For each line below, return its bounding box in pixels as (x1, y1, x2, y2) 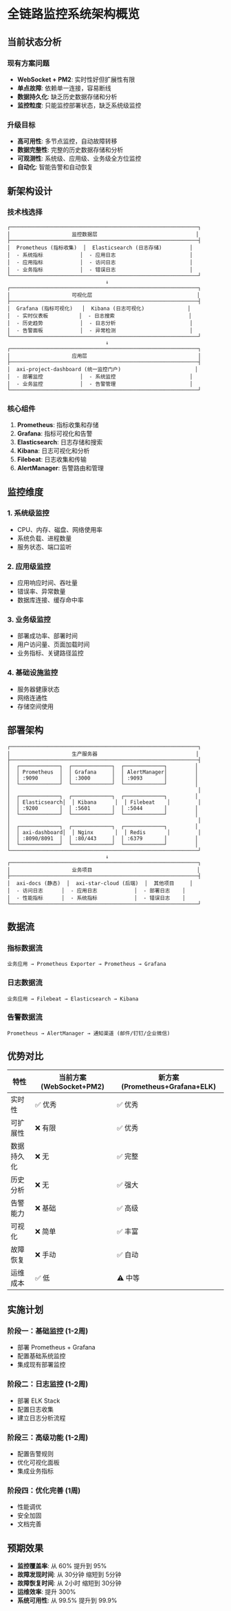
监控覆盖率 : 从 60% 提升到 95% (16, 1562, 107, 1570)
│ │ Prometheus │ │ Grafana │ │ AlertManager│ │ (7, 769, 198, 775)
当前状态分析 (7, 36, 62, 48)
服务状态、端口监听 (16, 542, 72, 551)
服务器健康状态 (16, 684, 60, 693)
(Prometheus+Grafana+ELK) (121, 1081, 217, 1091)
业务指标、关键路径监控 (16, 649, 84, 658)
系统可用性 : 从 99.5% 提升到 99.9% (16, 1597, 118, 1605)
